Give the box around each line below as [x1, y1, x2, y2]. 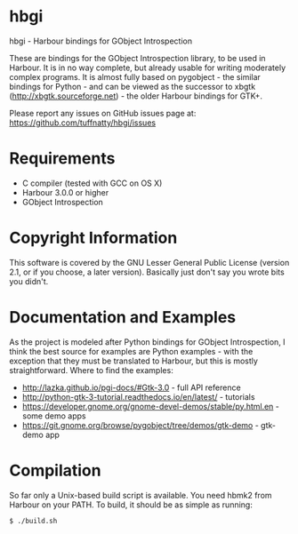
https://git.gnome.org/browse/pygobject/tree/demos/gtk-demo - [21, 419, 260, 430]
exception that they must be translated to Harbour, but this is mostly [9, 355, 258, 366]
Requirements [9, 148, 116, 169]
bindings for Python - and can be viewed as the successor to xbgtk [9, 81, 256, 92]
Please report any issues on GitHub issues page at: [9, 108, 197, 118]
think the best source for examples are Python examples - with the [9, 346, 254, 356]
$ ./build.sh [9, 516, 58, 525]
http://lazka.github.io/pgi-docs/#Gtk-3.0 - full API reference [21, 382, 242, 393]
